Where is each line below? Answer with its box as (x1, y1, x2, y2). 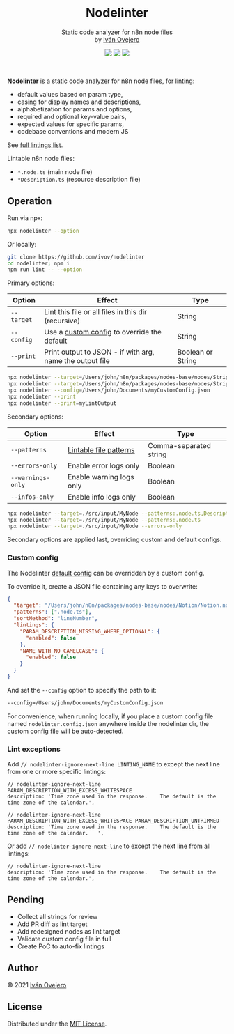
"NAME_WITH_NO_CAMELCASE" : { (19, 647, 104, 654)
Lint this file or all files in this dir (44, 307, 148, 317)
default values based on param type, (17, 90, 123, 98)
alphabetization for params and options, (17, 105, 132, 113)
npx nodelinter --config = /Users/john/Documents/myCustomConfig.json (7, 387, 210, 394)
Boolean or (177, 347, 213, 357)
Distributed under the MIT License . (7, 1019, 107, 1028)
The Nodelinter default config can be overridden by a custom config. (7, 569, 205, 577)
